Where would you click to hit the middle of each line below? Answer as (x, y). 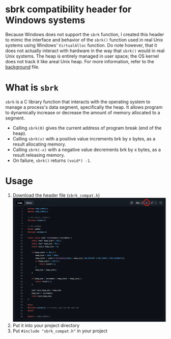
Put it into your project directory (46, 326)
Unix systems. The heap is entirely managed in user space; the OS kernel (82, 56)
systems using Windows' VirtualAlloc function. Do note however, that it (81, 45)
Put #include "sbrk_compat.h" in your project (60, 331)
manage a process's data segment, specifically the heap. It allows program (84, 107)
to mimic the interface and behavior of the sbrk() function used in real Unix (84, 40)
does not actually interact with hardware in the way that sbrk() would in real (85, 51)
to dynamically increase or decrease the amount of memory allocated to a (83, 112)
